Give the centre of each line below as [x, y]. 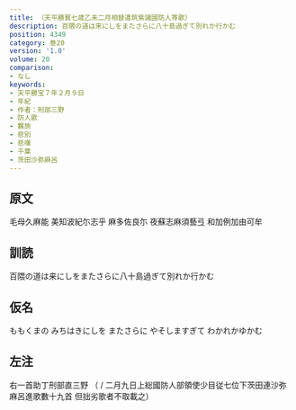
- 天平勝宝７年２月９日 [47, 93]
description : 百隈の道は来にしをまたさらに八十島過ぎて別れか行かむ [123, 26]
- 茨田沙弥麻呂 [34, 160]
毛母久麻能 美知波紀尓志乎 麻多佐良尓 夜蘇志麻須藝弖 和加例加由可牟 [136, 222]
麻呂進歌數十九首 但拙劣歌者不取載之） [81, 396]
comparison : [31, 68]
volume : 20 [30, 59]
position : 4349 [38, 34]
